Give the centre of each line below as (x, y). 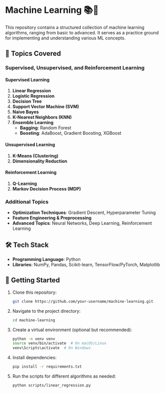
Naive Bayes (25, 112)
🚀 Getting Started (33, 280)
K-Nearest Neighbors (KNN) (42, 117)
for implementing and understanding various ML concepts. (65, 38)
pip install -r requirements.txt (47, 367)
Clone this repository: (34, 292)
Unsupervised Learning (30, 145)
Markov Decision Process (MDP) (47, 189)
